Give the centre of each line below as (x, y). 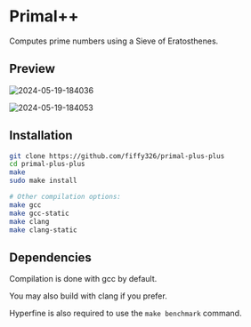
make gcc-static (39, 213)
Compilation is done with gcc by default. (83, 279)
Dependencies (50, 257)
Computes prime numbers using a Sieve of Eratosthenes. (114, 41)
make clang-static (43, 230)
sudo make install (43, 181)
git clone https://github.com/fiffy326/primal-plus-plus (117, 156)
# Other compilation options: (65, 197)
